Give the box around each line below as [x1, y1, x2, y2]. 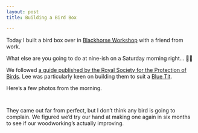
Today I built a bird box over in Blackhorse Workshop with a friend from [6, 36, 184, 44]
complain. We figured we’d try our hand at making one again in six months [6, 113, 191, 120]
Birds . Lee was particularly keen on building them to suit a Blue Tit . [6, 73, 172, 80]
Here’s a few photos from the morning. [6, 84, 103, 91]
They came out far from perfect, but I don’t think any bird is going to [6, 106, 176, 114]
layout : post [6, 8, 39, 15]
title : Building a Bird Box [6, 15, 77, 21]
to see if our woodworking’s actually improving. [6, 119, 124, 127]
